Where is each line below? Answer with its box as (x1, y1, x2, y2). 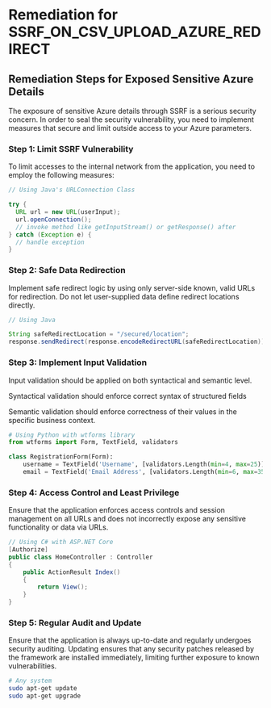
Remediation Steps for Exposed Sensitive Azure (8, 72, 254, 86)
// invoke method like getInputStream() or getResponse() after (15, 223, 236, 231)
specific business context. (8, 415, 96, 425)
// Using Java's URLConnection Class (8, 186, 135, 195)
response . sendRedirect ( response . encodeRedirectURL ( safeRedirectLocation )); (8, 337, 269, 346)
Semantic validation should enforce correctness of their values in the (8, 406, 238, 417)
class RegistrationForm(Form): (8, 453, 114, 461)
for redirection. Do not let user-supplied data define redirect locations (8, 291, 240, 301)
